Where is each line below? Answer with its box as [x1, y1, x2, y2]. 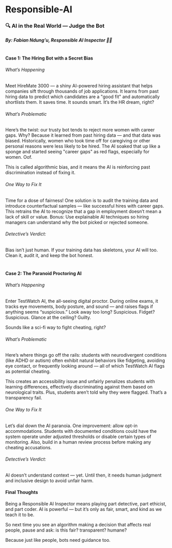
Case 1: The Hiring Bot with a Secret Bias [5, 55, 93, 61]
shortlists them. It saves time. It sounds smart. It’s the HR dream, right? [5, 99, 155, 105]
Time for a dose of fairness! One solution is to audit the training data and [5, 197, 159, 204]
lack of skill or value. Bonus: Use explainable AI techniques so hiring [5, 213, 149, 220]
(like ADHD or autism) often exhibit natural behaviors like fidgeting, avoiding [5, 357, 165, 363]
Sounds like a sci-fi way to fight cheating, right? [5, 324, 106, 331]
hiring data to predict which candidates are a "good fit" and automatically [5, 94, 160, 100]
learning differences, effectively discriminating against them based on [5, 384, 153, 390]
